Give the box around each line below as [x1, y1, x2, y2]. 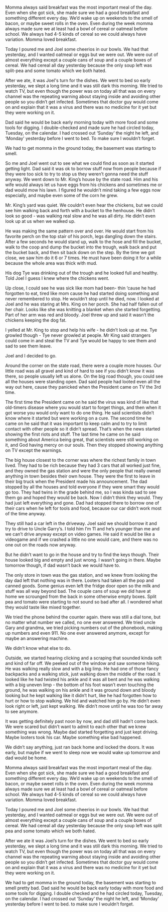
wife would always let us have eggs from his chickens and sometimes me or [5, 181, 162, 188]
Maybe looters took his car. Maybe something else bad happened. [5, 735, 142, 740]
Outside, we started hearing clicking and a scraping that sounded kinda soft [5, 655, 162, 661]
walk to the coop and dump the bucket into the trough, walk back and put [5, 244, 157, 250]
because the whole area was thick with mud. [5, 260, 98, 266]
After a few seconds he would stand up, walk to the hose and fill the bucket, [5, 239, 162, 245]
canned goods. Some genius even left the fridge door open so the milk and [5, 583, 160, 589]
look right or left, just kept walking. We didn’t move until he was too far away [5, 703, 163, 709]
